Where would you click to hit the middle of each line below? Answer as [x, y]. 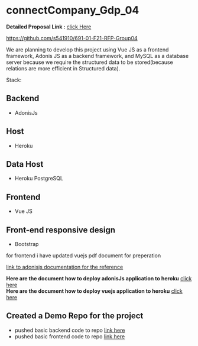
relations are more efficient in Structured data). [63, 68]
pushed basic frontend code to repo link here [70, 336]
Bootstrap [27, 244]
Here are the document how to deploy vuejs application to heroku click [95, 291]
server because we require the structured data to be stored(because [90, 62]
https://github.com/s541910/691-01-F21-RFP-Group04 [72, 38]
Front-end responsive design [61, 230]
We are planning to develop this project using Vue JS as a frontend [87, 49]
